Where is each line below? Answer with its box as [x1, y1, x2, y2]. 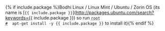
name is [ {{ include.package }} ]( [5, 9, 76, 15]
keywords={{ [5, 15, 33, 20]
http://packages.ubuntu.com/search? [76, 9, 154, 15]
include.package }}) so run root [33, 15, 101, 20]
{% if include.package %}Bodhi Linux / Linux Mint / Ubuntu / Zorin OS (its [5, 4, 160, 10]
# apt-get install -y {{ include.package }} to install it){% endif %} [5, 20, 154, 26]
